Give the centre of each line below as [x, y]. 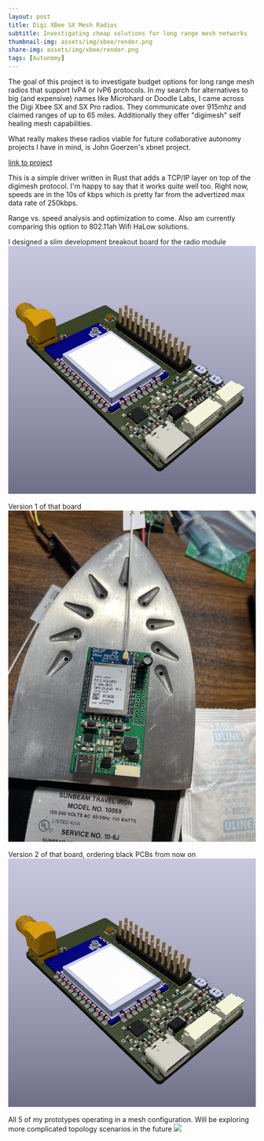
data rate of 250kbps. [43, 203]
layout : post [29, 17]
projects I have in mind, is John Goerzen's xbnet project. [99, 147]
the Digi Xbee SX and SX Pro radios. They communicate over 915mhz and [127, 107]
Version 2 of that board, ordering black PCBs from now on [102, 855]
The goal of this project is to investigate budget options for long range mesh [131, 82]
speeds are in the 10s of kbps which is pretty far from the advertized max [126, 194]
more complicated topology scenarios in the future [90, 1128]
